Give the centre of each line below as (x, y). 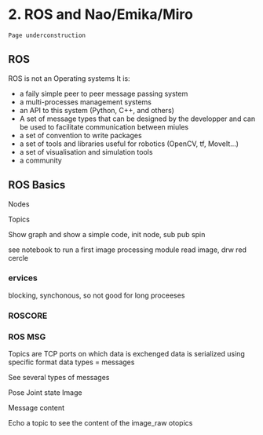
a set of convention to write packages (81, 135)
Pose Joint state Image (45, 393)
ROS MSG (27, 337)
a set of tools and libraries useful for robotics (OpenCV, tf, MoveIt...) (129, 144)
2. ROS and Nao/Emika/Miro (101, 15)
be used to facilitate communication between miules (104, 126)
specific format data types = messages (71, 362)
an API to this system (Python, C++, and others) (97, 110)
